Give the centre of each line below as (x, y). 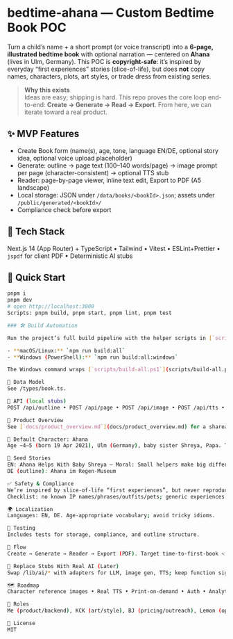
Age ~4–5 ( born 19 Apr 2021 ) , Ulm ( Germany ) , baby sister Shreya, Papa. (114, 446)
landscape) (33, 187)
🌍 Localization (30, 509)
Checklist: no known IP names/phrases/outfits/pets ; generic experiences (116, 496)
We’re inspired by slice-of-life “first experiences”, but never (103, 490)
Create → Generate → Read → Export (101, 104)
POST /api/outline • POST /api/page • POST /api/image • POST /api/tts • (116, 407)
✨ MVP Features (43, 134)
